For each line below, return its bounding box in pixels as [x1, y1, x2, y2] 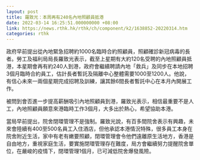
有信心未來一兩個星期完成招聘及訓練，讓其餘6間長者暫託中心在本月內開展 [6, 78, 187, 85]
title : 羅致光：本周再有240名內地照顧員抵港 [6, 14, 104, 20]
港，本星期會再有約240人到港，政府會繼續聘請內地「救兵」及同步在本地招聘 [6, 63, 193, 70]
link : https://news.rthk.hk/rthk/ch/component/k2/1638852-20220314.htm [6, 25, 187, 32]
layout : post [6, 8, 39, 15]
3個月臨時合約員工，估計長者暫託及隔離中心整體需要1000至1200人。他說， [6, 70, 190, 77]
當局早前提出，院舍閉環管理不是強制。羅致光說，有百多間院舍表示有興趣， [6, 118, 189, 125]
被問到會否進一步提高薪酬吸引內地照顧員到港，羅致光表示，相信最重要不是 [6, 98, 189, 105]
